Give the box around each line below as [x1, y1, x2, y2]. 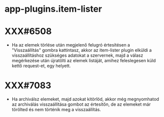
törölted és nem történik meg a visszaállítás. [11, 107, 101, 113]
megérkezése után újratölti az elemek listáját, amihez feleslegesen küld [11, 58, 156, 64]
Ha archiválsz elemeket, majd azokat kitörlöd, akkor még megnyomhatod [11, 96, 159, 102]
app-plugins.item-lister [4, 3, 102, 15]
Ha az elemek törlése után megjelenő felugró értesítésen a [11, 42, 131, 48]
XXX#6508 [4, 26, 52, 37]
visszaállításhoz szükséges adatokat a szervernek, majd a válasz [11, 52, 143, 58]
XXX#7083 [4, 80, 52, 91]
